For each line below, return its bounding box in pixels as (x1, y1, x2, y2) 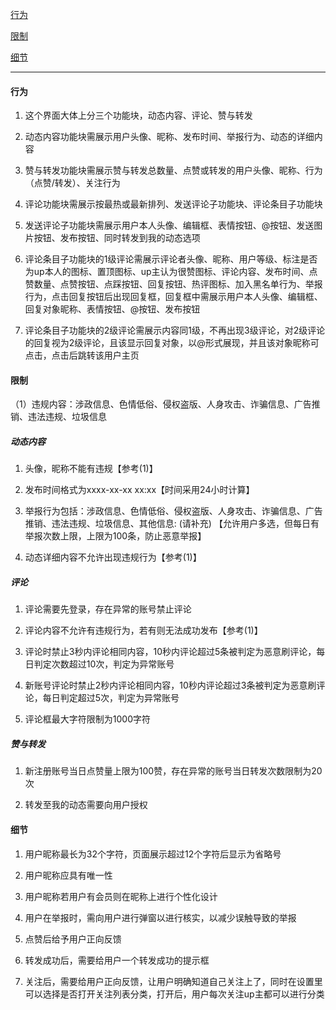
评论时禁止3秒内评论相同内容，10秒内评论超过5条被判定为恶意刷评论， (24, 646, 317, 658)
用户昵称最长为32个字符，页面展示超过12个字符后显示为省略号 (24, 848, 282, 860)
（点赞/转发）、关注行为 (24, 177, 121, 189)
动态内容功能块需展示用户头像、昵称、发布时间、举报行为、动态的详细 (24, 131, 315, 143)
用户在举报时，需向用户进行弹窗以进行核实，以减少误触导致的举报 (24, 911, 297, 923)
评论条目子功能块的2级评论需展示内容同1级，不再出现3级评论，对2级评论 (24, 324, 326, 337)
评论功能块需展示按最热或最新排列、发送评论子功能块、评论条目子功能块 (24, 198, 323, 210)
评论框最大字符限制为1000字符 (24, 713, 151, 725)
